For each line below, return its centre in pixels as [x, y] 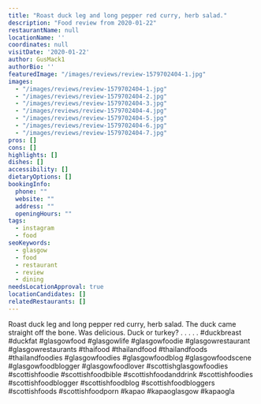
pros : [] [22, 140]
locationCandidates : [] [47, 294]
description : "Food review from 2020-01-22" [82, 23]
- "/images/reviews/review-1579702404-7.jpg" [91, 133]
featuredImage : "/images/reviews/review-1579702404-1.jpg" [107, 74]
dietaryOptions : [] [40, 177]
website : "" [35, 199]
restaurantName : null [44, 30]
